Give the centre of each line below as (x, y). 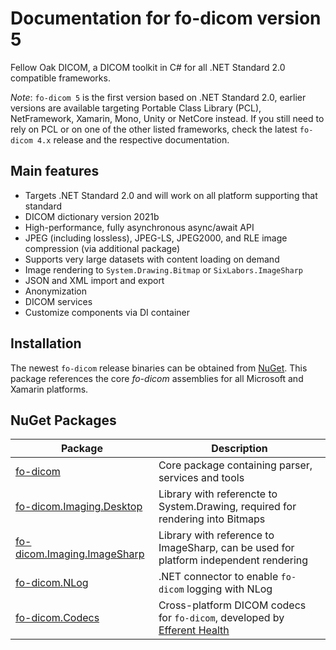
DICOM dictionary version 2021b (92, 216)
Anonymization (55, 291)
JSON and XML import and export (94, 280)
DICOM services (58, 301)
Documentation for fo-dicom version (166, 18)
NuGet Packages (63, 420)
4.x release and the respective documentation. (133, 139)
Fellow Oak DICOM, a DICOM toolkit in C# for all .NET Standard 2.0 (148, 67)
